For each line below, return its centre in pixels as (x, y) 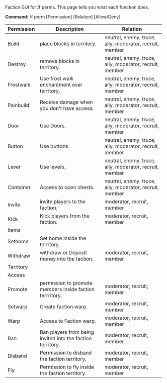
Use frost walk (56, 78)
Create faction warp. (64, 307)
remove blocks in (60, 61)
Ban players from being (67, 332)
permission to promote (66, 283)
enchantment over (61, 85)
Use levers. (53, 167)
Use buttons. (54, 146)
